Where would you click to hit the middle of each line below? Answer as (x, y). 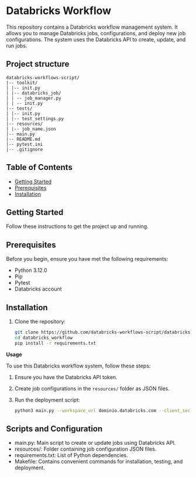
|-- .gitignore (25, 149)
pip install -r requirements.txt (55, 343)
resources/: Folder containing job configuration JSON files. (85, 449)
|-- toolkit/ (22, 83)
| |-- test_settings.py (35, 118)
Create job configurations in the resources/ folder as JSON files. (92, 389)
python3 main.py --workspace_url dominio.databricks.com (85, 410)
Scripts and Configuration (54, 429)
